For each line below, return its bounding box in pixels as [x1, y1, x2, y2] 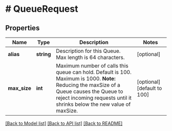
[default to [137, 85, 162, 91]
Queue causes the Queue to [56, 88, 123, 95]
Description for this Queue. [56, 47, 121, 54]
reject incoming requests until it [56, 95, 132, 101]
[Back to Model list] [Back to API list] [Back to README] [5, 120, 123, 126]
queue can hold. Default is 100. [56, 69, 132, 76]
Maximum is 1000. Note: [56, 75, 116, 82]
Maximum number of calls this [56, 62, 129, 69]
